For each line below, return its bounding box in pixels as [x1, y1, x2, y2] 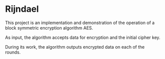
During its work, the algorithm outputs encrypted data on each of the [5, 44, 145, 50]
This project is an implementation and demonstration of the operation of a [5, 20, 155, 26]
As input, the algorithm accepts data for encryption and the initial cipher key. [5, 34, 161, 40]
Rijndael [5, 3, 39, 15]
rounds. [5, 49, 21, 55]
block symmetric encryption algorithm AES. [5, 25, 94, 30]
